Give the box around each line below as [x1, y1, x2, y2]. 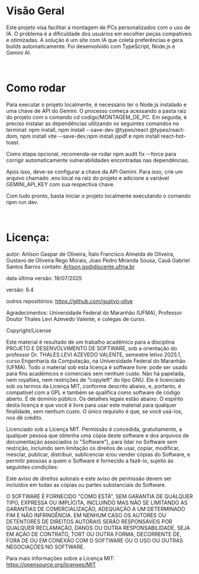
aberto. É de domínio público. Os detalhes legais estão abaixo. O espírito [6, 395, 184, 402]
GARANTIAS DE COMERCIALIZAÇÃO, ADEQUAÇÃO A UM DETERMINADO [6, 505, 185, 512]
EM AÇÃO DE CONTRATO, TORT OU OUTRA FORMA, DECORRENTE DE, [6, 530, 182, 538]
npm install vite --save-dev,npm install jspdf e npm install [20, 132, 160, 139]
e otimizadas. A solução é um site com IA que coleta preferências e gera [6, 36, 183, 43]
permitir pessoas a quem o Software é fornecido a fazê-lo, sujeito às [6, 457, 174, 464]
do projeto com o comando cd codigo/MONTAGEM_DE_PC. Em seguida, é [6, 113, 187, 120]
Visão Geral [6, 4, 65, 18]
